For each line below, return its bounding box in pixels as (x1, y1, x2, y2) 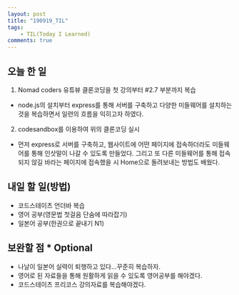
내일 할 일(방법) (7, 181, 71, 193)
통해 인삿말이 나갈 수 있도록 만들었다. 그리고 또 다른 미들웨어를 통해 (31, 149, 218, 157)
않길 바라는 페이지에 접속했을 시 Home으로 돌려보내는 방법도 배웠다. (31, 158, 220, 166)
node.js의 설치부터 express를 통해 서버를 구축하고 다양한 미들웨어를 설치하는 (17, 101, 233, 109)
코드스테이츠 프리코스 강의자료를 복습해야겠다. (17, 280, 146, 289)
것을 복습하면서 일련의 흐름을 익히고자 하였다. (17, 109, 144, 118)
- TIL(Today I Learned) (20, 30, 91, 38)
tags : (7, 24, 24, 31)
